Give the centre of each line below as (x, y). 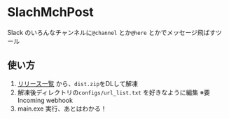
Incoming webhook (45, 100)
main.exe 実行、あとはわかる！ (62, 108)
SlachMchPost (51, 12)
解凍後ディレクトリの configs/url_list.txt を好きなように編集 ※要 (113, 92)
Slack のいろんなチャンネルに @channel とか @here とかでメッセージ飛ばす (112, 32)
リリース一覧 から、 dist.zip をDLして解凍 (77, 83)
